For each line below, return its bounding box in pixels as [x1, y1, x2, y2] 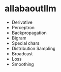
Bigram [11, 35, 27, 41]
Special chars [11, 40, 40, 46]
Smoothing [11, 61, 34, 67]
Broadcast [11, 50, 33, 57]
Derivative [11, 19, 33, 25]
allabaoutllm [4, 3, 57, 14]
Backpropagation [11, 30, 47, 36]
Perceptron [11, 24, 35, 30]
